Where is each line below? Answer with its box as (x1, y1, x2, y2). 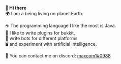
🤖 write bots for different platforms (5, 36, 78, 41)
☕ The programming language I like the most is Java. (5, 23, 116, 28)
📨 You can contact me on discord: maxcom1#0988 (5, 53, 111, 58)
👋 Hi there (5, 5, 26, 11)
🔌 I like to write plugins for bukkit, (5, 30, 75, 36)
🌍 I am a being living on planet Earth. (5, 11, 84, 16)
